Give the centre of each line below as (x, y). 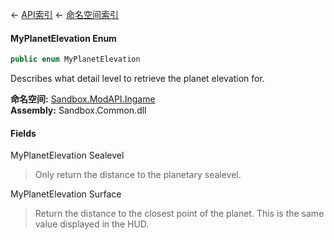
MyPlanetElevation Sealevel (67, 155)
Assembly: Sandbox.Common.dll (78, 110)
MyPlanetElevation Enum (63, 38)
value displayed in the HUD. (92, 224)
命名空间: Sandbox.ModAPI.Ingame (83, 99)
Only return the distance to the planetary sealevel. (138, 175)
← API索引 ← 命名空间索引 (64, 14)
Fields (23, 133)
